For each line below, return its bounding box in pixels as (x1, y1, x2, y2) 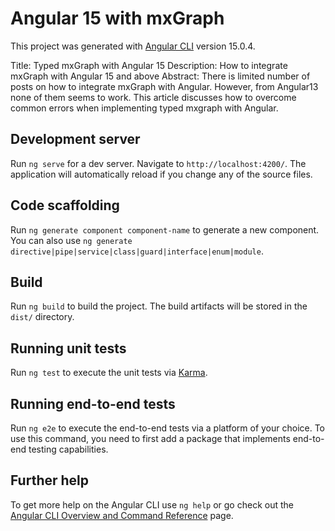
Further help (10, 472, 90, 489)
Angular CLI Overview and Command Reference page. (10, 509, 234, 521)
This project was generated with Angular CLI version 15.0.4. (10, 40, 256, 52)
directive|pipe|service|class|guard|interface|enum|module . (10, 245, 264, 257)
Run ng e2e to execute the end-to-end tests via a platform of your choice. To (10, 422, 326, 434)
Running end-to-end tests (10, 395, 176, 412)
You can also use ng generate (10, 234, 133, 246)
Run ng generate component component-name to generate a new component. (10, 223, 320, 236)
